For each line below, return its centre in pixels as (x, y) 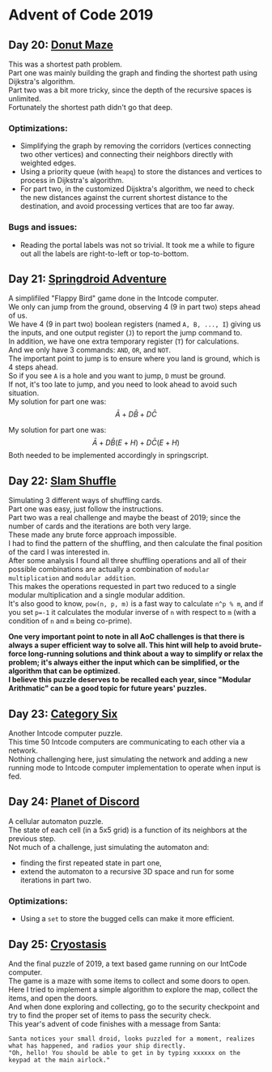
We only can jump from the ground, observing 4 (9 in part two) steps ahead (134, 307)
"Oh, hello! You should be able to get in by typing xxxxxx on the (125, 1053)
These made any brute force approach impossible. (93, 535)
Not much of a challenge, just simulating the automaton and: (109, 847)
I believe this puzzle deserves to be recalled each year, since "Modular (130, 680)
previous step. (32, 838)
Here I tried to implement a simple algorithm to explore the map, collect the (133, 989)
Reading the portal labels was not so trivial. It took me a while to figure (137, 245)
